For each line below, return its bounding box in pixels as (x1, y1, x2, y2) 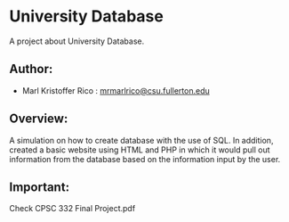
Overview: (9, 111, 68, 127)
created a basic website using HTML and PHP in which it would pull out (9, 144, 270, 155)
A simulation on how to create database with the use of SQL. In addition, (9, 135, 274, 145)
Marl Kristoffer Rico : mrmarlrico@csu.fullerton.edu (21, 85, 211, 95)
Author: (9, 62, 53, 77)
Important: (9, 179, 69, 194)
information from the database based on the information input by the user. (9, 153, 281, 164)
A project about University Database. (9, 36, 145, 46)
